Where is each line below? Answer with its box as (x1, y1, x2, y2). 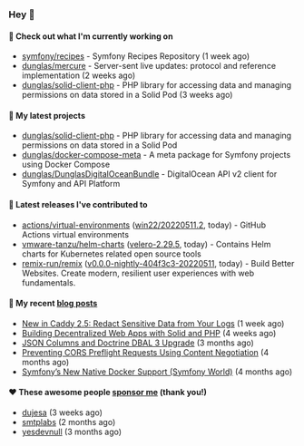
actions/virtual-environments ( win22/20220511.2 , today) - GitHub (21, 219, 267, 230)
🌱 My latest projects (8, 110, 85, 121)
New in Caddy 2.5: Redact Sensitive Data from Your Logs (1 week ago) (21, 317, 285, 329)
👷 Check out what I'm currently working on (8, 31, 173, 42)
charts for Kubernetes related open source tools (21, 248, 201, 259)
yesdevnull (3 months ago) (21, 426, 123, 437)
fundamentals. (21, 276, 76, 288)
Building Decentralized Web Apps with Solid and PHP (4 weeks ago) (21, 327, 277, 338)
